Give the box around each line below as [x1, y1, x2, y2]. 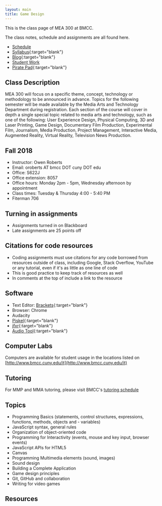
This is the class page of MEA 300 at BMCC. [5, 25, 94, 31]
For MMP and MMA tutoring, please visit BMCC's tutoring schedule [5, 387, 139, 393]
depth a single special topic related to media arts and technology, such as [5, 112, 152, 118]
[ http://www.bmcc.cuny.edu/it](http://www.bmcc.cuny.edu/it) [5, 360, 127, 366]
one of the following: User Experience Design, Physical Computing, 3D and [5, 117, 155, 123]
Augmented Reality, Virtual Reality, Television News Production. [5, 132, 132, 138]
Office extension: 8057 [12, 175, 58, 181]
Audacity [12, 312, 30, 318]
